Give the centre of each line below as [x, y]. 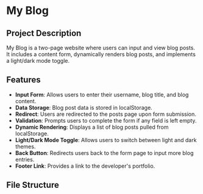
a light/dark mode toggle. [38, 61]
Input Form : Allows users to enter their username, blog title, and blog [102, 95]
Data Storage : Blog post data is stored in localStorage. [84, 107]
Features [23, 80]
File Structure [33, 185]
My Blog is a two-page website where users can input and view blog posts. [101, 48]
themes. [25, 146]
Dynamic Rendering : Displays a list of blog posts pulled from [92, 127]
